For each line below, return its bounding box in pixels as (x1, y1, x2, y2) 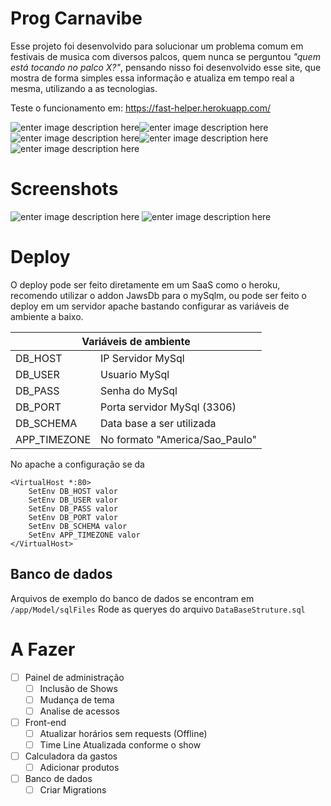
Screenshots (10, 178, 119, 201)
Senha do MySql (100, 383, 178, 397)
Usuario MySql (100, 367, 170, 381)
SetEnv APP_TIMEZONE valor (28, 530, 141, 540)
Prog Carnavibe (10, 7, 143, 30)
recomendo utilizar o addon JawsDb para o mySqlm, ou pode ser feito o (10, 289, 307, 301)
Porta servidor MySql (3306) (100, 400, 237, 414)
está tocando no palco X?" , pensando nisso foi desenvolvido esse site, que (10, 61, 322, 73)
